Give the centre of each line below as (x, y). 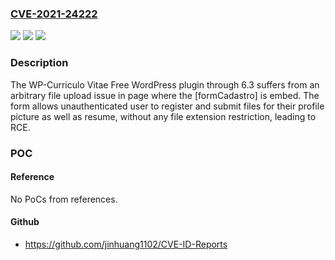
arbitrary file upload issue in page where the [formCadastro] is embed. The (165, 95)
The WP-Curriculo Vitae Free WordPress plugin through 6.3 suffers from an (165, 84)
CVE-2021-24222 (54, 14)
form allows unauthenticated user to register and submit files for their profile (167, 106)
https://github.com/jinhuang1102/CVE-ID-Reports (126, 244)
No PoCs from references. (64, 199)
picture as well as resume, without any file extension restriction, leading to (163, 116)
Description (39, 63)
